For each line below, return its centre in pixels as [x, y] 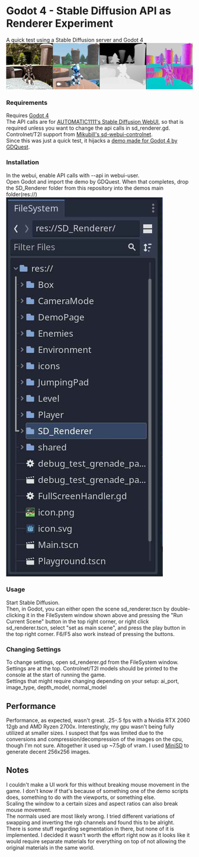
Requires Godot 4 [28, 115]
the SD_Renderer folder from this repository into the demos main [85, 188]
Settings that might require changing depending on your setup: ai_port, [93, 681]
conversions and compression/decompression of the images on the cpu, [95, 739]
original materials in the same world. [50, 848]
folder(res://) [22, 194]
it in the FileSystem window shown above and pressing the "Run [105, 615]
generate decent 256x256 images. [48, 752]
